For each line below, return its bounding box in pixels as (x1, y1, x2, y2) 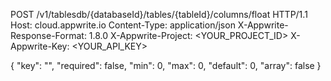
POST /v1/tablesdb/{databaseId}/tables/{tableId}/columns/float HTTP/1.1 (10, 9, 308, 20)
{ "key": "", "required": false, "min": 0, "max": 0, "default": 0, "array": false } (10, 60, 322, 71)
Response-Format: (10, 30, 87, 41)
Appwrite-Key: (10, 40, 70, 52)
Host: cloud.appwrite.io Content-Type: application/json (10, 19, 236, 31)
